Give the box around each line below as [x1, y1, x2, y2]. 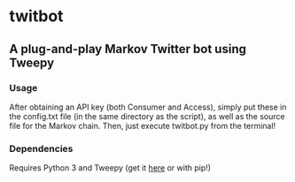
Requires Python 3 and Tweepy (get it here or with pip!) [9, 163, 211, 173]
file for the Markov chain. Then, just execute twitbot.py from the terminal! [9, 120, 276, 131]
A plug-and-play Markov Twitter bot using [9, 42, 246, 57]
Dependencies [9, 142, 74, 155]
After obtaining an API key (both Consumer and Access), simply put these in [9, 102, 287, 112]
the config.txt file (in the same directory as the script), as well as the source [9, 110, 285, 121]
